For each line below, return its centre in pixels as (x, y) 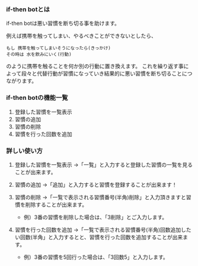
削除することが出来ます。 (56, 205)
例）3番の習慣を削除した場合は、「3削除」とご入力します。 (95, 217)
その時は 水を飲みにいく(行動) (39, 54)
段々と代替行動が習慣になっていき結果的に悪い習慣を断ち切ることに (104, 74)
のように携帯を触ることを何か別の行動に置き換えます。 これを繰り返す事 (95, 66)
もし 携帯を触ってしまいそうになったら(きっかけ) (58, 48)
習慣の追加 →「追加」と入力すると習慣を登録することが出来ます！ (96, 184)
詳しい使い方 (25, 151)
